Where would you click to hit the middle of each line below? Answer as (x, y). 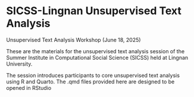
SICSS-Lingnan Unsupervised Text (94, 11)
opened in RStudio (29, 88)
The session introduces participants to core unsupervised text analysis (93, 75)
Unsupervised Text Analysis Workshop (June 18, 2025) (73, 40)
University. (19, 64)
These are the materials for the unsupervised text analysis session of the (96, 51)
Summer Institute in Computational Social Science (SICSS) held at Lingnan (97, 57)
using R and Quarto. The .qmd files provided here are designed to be (90, 82)
